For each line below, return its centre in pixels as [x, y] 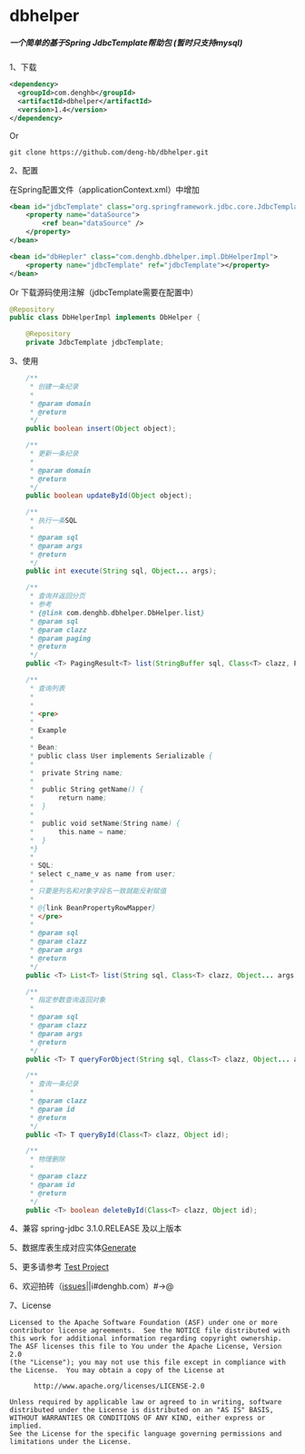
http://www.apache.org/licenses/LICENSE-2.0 [119, 1386]
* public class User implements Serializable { [121, 756]
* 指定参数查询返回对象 [68, 1000]
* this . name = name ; [79, 831]
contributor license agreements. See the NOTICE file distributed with [150, 1331]
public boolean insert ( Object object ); [101, 429]
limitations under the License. [70, 1442]
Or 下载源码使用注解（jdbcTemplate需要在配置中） [104, 292]
